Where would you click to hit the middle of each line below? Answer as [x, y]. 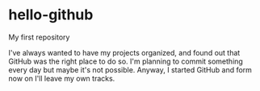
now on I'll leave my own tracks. [62, 78]
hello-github [51, 15]
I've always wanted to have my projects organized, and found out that [124, 52]
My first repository [39, 37]
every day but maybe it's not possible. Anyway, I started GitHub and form [130, 69]
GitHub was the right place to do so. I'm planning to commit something [126, 61]
